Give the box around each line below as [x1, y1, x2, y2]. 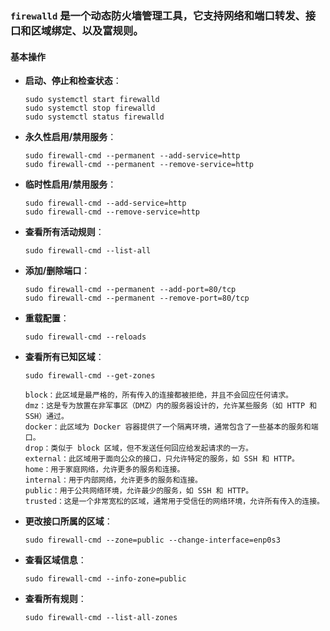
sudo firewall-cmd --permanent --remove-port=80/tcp [24, 293, 250, 304]
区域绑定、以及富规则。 [30, 23, 144, 37]
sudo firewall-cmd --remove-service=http [24, 207, 200, 217]
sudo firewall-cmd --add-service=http [24, 198, 187, 209]
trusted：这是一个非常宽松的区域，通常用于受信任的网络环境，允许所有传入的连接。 [24, 497, 325, 507]
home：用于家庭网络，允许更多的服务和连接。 [24, 465, 185, 475]
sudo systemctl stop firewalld [24, 103, 156, 114]
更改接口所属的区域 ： [24, 515, 113, 527]
